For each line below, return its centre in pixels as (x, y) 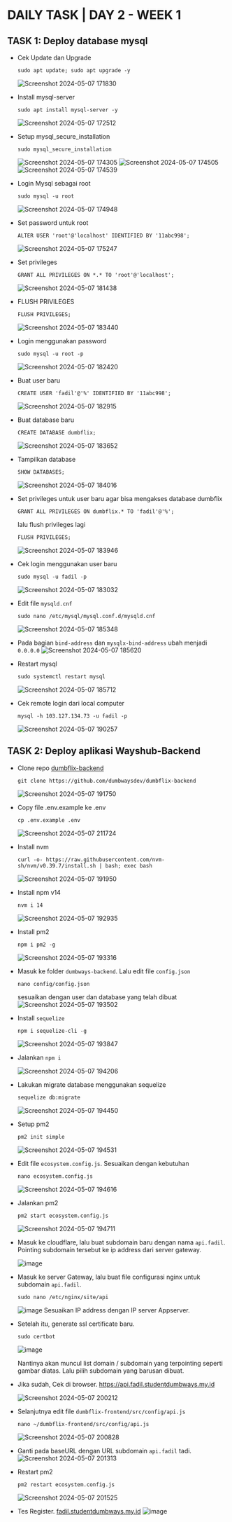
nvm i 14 (30, 905)
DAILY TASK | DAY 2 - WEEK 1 (94, 15)
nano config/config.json (53, 984)
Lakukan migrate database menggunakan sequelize (92, 1084)
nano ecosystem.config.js (55, 1176)
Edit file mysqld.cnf (45, 603)
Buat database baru (46, 420)
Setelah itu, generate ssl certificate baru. (76, 1324)
